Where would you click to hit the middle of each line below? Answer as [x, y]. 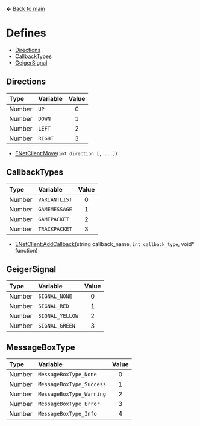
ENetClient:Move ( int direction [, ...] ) [66, 153]
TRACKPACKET [55, 229]
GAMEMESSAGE [55, 209]
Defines [26, 33]
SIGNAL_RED [54, 306]
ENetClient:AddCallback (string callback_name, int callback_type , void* [105, 244]
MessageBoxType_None [68, 375]
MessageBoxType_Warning [72, 394]
